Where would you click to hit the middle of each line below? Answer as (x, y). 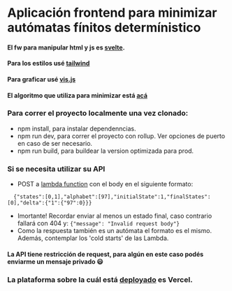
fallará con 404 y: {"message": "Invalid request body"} (99, 223)
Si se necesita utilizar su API (56, 169)
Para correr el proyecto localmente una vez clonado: (98, 113)
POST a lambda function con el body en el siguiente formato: (105, 184)
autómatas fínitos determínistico (104, 28)
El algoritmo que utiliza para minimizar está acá (78, 95)
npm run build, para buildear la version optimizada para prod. (106, 151)
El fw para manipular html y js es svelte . (66, 47)
